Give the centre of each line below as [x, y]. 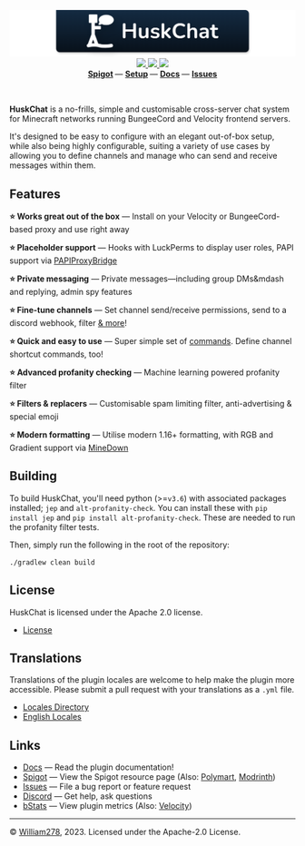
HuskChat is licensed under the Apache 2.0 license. [106, 612]
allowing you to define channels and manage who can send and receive [143, 156]
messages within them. [53, 165]
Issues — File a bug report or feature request [107, 787]
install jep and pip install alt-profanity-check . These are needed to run [152, 517]
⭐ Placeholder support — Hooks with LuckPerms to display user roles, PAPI [152, 247]
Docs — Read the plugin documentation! [98, 767]
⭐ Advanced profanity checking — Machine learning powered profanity [144, 372]
